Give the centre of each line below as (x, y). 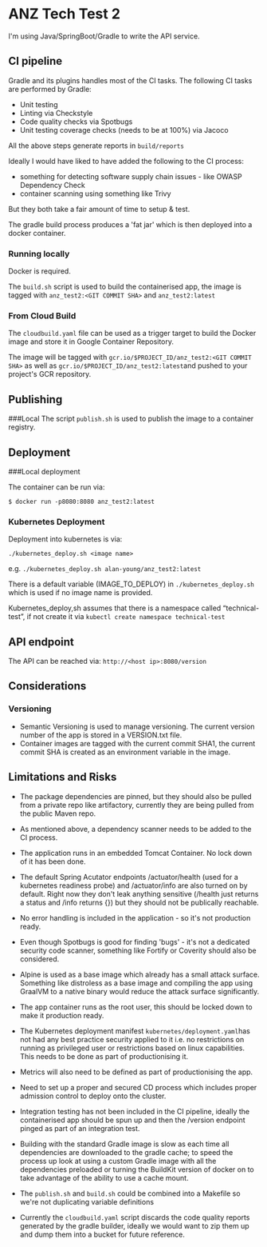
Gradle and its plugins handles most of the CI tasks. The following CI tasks (130, 80)
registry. (22, 427)
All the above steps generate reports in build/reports (96, 146)
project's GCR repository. (50, 374)
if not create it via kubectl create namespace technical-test (126, 617)
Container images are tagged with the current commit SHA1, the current (137, 743)
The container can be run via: (57, 487)
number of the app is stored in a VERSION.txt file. (101, 735)
